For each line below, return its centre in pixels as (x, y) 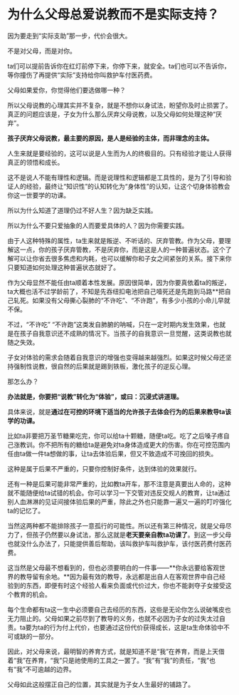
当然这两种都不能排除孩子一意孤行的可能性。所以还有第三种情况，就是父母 (116, 525)
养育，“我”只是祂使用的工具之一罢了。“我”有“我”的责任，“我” (121, 660)
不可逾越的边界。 (51, 669)
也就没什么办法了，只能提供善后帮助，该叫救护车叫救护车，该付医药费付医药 (119, 543)
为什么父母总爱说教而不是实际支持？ (113, 15)
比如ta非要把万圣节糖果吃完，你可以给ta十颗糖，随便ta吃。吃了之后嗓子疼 (116, 436)
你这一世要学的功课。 (38, 195)
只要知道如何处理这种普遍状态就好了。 (63, 267)
